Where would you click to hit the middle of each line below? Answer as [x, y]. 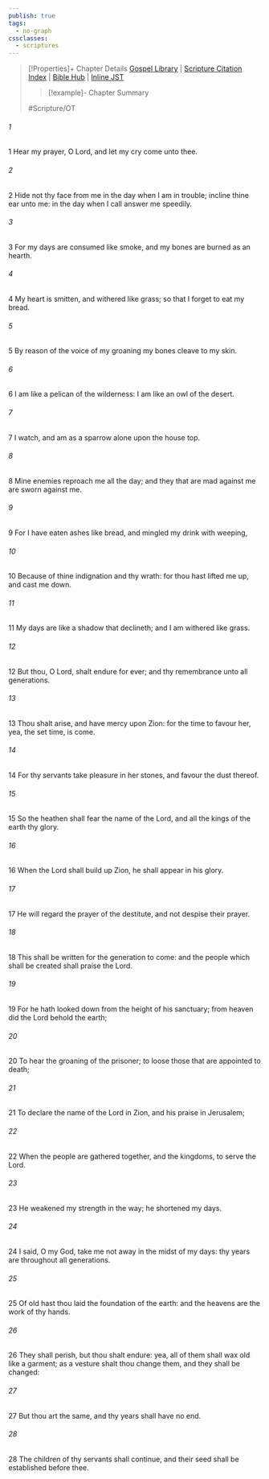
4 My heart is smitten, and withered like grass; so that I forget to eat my [126, 299]
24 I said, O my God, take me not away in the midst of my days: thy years [129, 1251]
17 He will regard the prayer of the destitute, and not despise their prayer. [129, 913]
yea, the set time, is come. [52, 731]
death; [19, 1069]
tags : [17, 23]
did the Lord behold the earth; [58, 1017]
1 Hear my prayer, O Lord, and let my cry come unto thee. [103, 152]
